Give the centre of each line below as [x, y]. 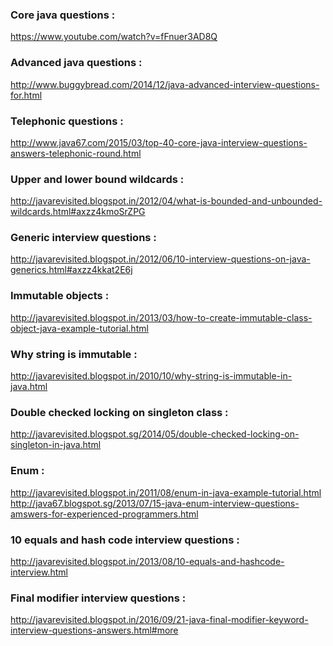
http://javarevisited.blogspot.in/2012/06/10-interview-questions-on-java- [160, 259]
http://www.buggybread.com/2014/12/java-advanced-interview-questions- [165, 84]
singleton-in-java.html [56, 445]
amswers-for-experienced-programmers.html [104, 514]
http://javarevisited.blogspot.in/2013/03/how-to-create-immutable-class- [161, 317]
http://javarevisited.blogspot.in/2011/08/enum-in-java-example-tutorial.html [166, 492]
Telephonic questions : [67, 121]
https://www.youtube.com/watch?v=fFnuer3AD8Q [114, 37]
